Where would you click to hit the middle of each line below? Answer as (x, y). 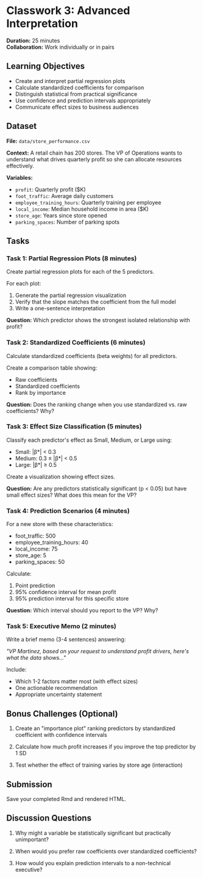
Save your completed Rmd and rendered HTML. (66, 799)
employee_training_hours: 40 (52, 543)
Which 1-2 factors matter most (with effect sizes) (77, 681)
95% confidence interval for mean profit (66, 592)
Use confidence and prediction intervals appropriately (83, 100)
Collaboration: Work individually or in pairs (60, 47)
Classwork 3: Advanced (68, 11)
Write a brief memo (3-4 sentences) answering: (66, 640)
